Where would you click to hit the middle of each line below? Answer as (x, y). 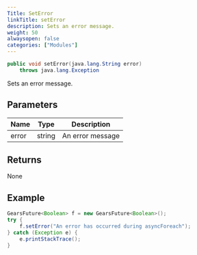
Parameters (32, 105)
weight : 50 (23, 32)
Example (26, 198)
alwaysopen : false (33, 39)
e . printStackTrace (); (50, 239)
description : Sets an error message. (61, 26)
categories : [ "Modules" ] (42, 45)
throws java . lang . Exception (59, 70)
